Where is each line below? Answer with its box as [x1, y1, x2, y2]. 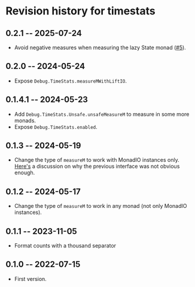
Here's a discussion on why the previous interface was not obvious [14, 163, 180, 170]
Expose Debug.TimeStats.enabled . [14, 123, 98, 130]
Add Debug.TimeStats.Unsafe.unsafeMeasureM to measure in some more [14, 110, 190, 117]
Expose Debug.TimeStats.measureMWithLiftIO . [14, 77, 127, 84]
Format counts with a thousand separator [14, 242, 117, 249]
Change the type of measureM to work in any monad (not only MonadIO [14, 203, 187, 210]
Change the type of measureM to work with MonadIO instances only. [14, 156, 180, 164]
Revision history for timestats [5, 4, 156, 18]
